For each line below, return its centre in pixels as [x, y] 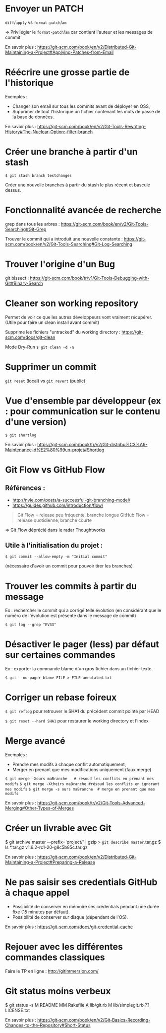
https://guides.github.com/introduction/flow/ [58, 505]
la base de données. [33, 117]
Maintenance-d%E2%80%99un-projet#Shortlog [55, 450]
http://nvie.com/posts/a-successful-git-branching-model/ [71, 500]
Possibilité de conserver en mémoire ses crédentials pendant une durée [86, 906]
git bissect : [17, 278]
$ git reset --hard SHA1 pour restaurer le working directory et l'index [77, 721]
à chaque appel [37, 893]
